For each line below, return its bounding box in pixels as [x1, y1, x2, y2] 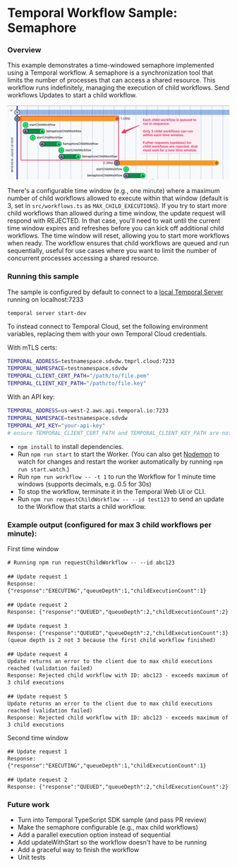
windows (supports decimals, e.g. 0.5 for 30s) [17, 479, 152, 488]
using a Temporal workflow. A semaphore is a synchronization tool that [7, 68, 214, 77]
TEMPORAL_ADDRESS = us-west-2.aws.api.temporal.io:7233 [7, 407, 169, 414]
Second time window [7, 733, 68, 742]
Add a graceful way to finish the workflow [17, 846, 140, 854]
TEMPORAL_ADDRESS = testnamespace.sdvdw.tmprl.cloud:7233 [7, 357, 175, 364]
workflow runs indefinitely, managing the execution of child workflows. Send [7, 83, 230, 92]
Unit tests [17, 853, 46, 861]
